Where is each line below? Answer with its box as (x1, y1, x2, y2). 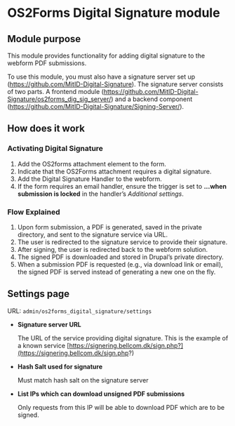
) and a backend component (111, 95, 193, 103)
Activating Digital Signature (7, 144, 104, 154)
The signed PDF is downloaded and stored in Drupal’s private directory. (17, 253, 224, 261)
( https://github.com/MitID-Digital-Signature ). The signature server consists (7, 80, 224, 88)
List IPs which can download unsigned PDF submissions (17, 390, 185, 398)
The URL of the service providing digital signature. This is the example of (17, 333, 229, 342)
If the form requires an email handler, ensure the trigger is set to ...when (17, 182, 227, 190)
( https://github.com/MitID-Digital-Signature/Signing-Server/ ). (7, 102, 184, 110)
